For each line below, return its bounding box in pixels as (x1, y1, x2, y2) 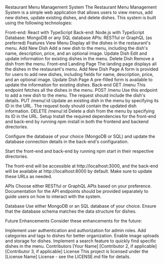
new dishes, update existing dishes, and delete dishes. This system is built (5, 15, 156, 20)
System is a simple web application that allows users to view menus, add (5, 9, 153, 15)
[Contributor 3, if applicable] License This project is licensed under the (5, 249, 149, 254)
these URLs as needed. (5, 174, 53, 179)
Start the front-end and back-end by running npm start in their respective (5, 148, 154, 154)
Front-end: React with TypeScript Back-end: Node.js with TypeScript (5, 30, 144, 35)
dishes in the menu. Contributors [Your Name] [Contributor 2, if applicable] (5, 243, 157, 249)
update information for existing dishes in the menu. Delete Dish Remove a (5, 56, 154, 61)
